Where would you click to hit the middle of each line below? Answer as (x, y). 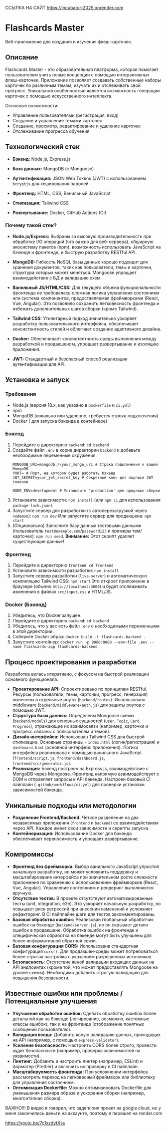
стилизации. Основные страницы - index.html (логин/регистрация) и (86, 742)
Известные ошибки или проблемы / (64, 993)
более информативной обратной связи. (55, 940)
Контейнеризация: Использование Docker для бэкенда (72, 834)
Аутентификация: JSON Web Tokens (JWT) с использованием (79, 178)
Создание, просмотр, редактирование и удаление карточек (77, 126)
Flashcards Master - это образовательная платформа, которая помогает (82, 69)
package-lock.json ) (32, 505)
